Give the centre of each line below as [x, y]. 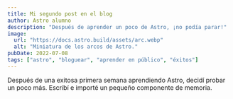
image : [17, 34]
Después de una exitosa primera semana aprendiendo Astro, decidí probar [116, 80]
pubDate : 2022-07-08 [38, 54]
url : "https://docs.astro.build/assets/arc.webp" [88, 40]
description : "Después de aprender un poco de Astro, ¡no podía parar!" [117, 27]
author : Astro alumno [39, 21]
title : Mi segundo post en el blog [60, 14]
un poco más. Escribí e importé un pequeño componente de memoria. [110, 87]
